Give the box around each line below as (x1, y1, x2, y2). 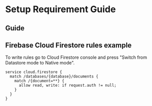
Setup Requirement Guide (5, 4, 116, 15)
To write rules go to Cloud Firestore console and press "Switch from (5, 54, 147, 60)
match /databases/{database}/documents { (10, 74, 99, 79)
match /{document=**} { (14, 79, 65, 84)
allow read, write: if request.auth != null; (18, 83, 117, 88)
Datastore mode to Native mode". (5, 60, 75, 66)
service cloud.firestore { (5, 69, 62, 75)
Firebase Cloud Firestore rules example (5, 41, 132, 49)
